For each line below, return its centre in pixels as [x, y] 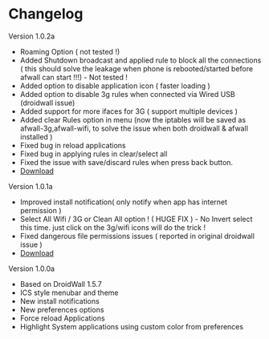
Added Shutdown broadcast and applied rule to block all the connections [141, 60]
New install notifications [60, 301]
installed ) [36, 136]
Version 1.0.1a [31, 186]
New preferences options [62, 309]
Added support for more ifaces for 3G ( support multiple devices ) [129, 111]
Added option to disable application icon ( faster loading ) [115, 86]
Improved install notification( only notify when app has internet [123, 202]
